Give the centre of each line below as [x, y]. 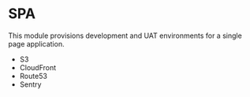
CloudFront [38, 67]
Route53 [33, 76]
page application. [36, 43]
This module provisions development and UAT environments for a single [125, 35]
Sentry [30, 84]
